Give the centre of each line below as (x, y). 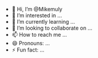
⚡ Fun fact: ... (28, 50)
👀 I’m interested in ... (37, 15)
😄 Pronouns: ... (31, 43)
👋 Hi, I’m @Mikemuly (37, 9)
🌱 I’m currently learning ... (43, 22)
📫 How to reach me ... (39, 35)
